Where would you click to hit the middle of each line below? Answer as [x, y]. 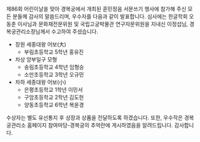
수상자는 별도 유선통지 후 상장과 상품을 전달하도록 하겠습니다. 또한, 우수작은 [95, 118]
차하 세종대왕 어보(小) [40, 82]
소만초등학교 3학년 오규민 [54, 75]
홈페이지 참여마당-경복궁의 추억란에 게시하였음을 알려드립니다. [100, 125]
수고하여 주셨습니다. [74, 31]
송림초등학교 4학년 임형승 [54, 67]
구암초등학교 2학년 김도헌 [54, 97]
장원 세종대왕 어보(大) [40, 44]
